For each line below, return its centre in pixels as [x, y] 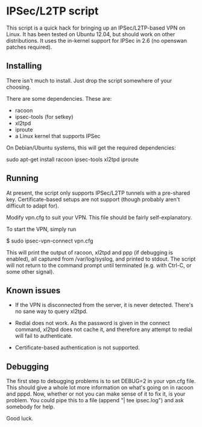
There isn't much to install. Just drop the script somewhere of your [89, 80]
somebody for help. [31, 407]
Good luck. [20, 419]
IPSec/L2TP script [52, 11]
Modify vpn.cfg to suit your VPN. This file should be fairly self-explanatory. [99, 217]
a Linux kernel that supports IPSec [58, 136]
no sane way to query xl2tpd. [51, 311]
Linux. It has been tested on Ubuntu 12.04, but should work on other [91, 34]
